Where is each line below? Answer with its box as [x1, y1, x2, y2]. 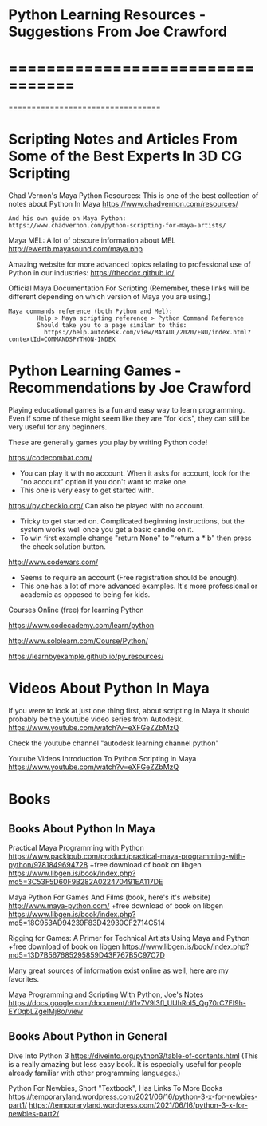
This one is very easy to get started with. [19, 485, 155, 495]
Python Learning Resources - [8, 6, 206, 24]
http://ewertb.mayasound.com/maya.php [8, 244, 143, 254]
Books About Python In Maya [8, 822, 155, 836]
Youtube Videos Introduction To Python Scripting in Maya [8, 753, 197, 763]
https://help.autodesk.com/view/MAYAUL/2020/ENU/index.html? [43, 329, 251, 337]
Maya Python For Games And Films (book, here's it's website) [8, 892, 211, 902]
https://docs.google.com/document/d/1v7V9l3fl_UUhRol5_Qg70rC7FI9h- [8, 998, 247, 1007]
